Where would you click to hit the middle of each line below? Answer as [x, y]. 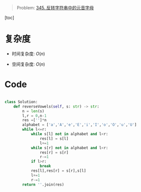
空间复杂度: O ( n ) [28, 64]
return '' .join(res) [43, 185]
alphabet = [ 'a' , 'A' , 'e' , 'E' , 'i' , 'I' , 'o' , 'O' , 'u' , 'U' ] [80, 125]
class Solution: [21, 102]
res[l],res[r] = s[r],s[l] [58, 171]
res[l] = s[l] [54, 138]
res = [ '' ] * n [35, 120]
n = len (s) [33, 111]
